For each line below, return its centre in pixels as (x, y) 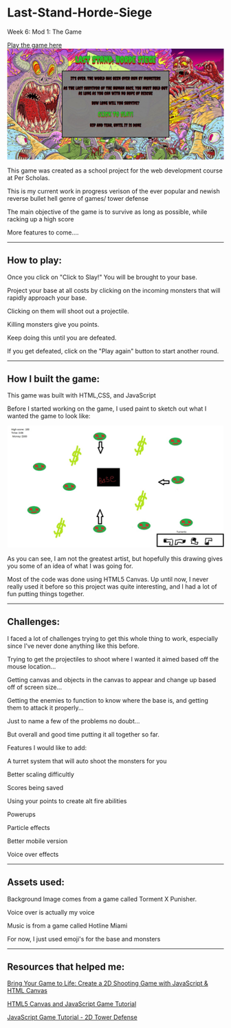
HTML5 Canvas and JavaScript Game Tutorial (72, 1004)
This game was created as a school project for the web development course (115, 171)
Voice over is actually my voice (51, 912)
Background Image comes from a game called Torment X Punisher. (102, 899)
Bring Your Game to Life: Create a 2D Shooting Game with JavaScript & (108, 983)
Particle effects (29, 827)
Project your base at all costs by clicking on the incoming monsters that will (114, 290)
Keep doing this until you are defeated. (62, 338)
